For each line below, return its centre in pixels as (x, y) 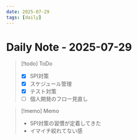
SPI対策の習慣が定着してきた (65, 123)
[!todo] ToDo (37, 64)
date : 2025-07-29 (28, 12)
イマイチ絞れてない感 (56, 130)
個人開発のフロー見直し (59, 99)
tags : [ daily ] (24, 17)
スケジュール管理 (51, 84)
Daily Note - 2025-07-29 (69, 47)
